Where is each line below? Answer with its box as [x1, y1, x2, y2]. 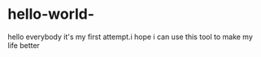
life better [7, 40, 40, 50]
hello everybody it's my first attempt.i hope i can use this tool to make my [7, 32, 254, 42]
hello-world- [7, 5, 95, 24]
